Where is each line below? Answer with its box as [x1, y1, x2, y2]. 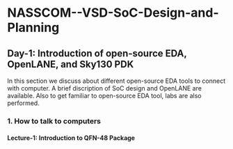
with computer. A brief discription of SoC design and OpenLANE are [7, 84, 202, 92]
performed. [7, 99, 40, 107]
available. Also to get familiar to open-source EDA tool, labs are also [7, 92, 202, 100]
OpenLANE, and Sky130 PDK [7, 58, 134, 70]
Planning [7, 19, 60, 36]
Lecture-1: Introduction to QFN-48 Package [7, 134, 136, 142]
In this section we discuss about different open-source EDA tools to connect [7, 77, 226, 85]
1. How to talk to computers [7, 116, 102, 126]
